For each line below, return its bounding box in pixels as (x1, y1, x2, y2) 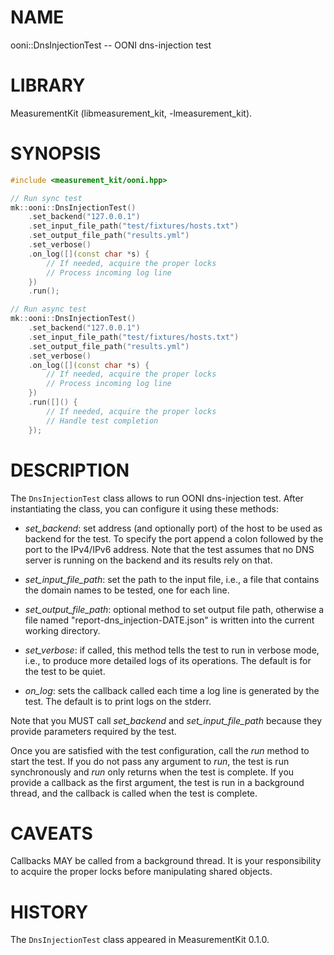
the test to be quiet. (24, 665, 106, 677)
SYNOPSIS (10, 142, 102, 165)
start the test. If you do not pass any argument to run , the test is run (10, 755, 290, 767)
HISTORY (10, 901, 89, 923)
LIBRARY (10, 74, 86, 97)
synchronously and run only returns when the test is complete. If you (10, 766, 295, 778)
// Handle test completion (46, 416, 159, 426)
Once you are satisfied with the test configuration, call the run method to (10, 744, 310, 756)
